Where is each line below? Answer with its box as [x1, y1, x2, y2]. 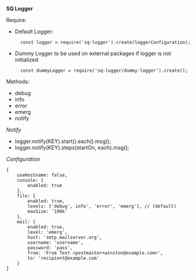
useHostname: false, [17, 172, 68, 178]
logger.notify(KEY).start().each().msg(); [14, 138, 112, 145]
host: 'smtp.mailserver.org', [27, 234, 102, 240]
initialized [14, 56, 39, 63]
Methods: [6, 78, 30, 85]
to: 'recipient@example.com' [27, 255, 100, 261]
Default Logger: [14, 28, 53, 35]
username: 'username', [27, 240, 84, 246]
